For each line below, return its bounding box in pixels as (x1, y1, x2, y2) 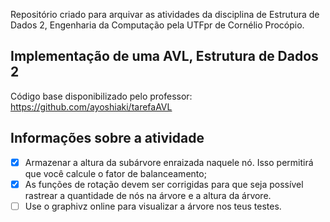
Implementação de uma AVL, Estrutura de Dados (10, 48, 319, 65)
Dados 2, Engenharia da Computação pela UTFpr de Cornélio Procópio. (10, 19, 305, 31)
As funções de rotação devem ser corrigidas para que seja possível (24, 178, 304, 190)
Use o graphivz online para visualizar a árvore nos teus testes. (24, 200, 282, 212)
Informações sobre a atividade (10, 130, 205, 147)
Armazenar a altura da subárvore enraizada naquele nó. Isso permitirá (24, 156, 314, 168)
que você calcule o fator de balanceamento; (24, 167, 207, 179)
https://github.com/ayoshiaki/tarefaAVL (10, 100, 173, 113)
